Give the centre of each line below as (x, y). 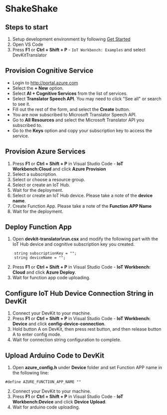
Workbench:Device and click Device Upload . (59, 402)
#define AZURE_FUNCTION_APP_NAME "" (43, 382)
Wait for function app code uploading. (51, 278)
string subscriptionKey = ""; (46, 253)
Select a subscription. (35, 174)
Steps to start (27, 27)
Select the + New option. (38, 88)
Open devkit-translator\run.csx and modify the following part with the (85, 239)
